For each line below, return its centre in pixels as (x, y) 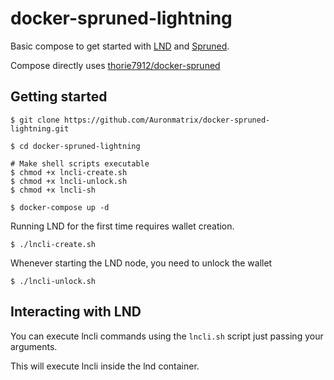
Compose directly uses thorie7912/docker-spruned (115, 65)
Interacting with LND (76, 312)
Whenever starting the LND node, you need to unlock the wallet (141, 263)
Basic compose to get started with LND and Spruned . (120, 46)
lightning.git (40, 128)
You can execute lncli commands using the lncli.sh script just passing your (167, 336)
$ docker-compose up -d (60, 207)
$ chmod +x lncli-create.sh (69, 172)
